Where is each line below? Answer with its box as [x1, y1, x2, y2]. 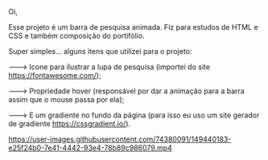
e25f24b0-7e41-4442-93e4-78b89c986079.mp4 [8, 143, 173, 152]
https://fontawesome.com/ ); [8, 71, 102, 80]
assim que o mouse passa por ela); [8, 95, 125, 104]
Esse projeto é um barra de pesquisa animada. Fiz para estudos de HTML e [8, 23, 259, 31]
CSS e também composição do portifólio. [8, 31, 145, 40]
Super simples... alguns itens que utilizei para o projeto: [8, 47, 192, 55]
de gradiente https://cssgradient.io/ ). [8, 119, 131, 128]
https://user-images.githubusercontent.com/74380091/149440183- [8, 134, 232, 144]
